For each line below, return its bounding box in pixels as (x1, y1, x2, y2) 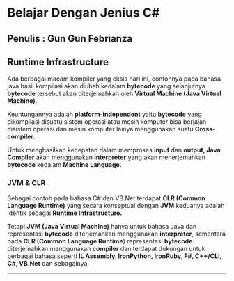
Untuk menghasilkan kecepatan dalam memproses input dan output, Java (7, 146, 221, 154)
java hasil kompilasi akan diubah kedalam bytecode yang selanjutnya (7, 82, 205, 90)
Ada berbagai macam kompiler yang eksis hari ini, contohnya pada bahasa (7, 74, 221, 83)
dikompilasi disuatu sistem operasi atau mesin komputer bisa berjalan (7, 118, 207, 126)
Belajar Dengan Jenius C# (7, 5, 160, 21)
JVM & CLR (7, 178, 46, 188)
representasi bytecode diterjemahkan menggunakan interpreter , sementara (7, 230, 226, 238)
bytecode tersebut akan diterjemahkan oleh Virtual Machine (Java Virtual (7, 89, 221, 98)
